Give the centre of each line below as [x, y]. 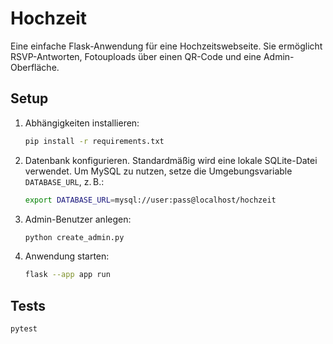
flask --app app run [67, 275]
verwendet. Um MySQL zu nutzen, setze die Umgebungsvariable [158, 171]
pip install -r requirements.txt [94, 141]
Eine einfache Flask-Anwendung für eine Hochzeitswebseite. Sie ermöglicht [166, 46]
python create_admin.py [74, 237]
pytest [24, 329]
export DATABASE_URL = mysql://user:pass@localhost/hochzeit [150, 200]
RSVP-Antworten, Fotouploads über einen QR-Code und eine [136, 56]
